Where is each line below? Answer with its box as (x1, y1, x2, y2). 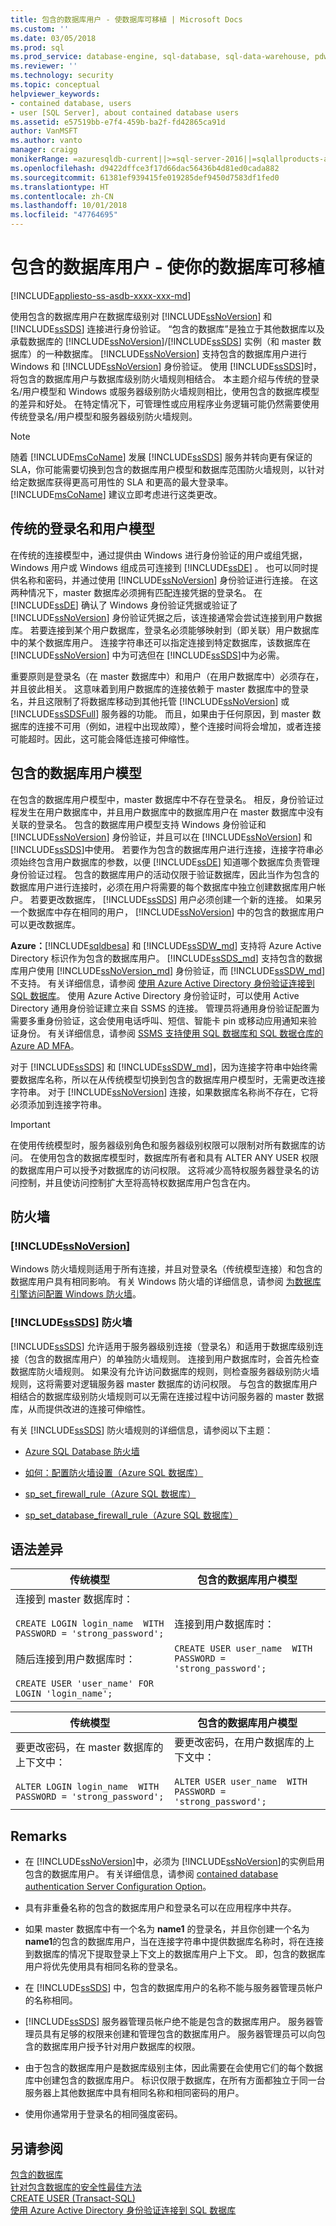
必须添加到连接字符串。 (10, 1098, 107, 1110)
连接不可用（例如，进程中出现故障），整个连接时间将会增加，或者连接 (36, 720, 322, 732)
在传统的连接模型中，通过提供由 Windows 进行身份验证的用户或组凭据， (10, 549, 308, 561)
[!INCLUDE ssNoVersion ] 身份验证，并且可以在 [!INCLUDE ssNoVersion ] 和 (10, 831, 313, 843)
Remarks (10, 1827, 68, 1845)
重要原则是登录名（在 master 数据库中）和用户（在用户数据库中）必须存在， (10, 670, 325, 682)
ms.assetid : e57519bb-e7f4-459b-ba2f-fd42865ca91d (10, 117, 226, 127)
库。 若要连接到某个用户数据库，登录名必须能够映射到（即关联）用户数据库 (10, 624, 320, 636)
